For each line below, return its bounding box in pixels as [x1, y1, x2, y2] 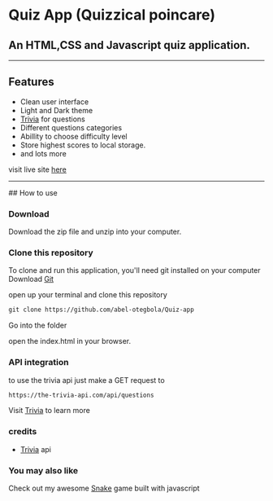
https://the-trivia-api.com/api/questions [8, 391, 154, 399]
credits [8, 426, 37, 437]
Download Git [8, 275, 54, 284]
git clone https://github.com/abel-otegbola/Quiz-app [8, 305, 195, 314]
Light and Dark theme [19, 105, 93, 115]
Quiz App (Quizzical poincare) [8, 6, 215, 24]
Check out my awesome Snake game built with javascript [8, 483, 201, 494]
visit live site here [8, 165, 67, 174]
